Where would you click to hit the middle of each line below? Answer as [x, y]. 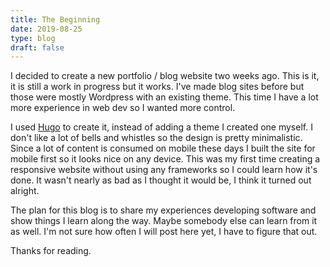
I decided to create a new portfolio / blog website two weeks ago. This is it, [165, 76]
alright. [25, 191]
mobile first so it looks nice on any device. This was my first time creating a [165, 159]
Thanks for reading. [51, 251]
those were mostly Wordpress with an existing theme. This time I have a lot [164, 97]
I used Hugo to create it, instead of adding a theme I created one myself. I [161, 127]
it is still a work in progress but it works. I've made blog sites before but [157, 87]
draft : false [37, 47]
